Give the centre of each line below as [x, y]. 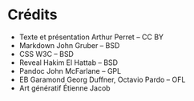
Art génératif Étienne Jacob [65, 88]
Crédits [32, 15]
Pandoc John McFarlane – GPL [70, 71]
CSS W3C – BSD [46, 54]
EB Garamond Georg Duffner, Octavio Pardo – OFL [102, 79]
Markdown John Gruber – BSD [69, 45]
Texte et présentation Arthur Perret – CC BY [91, 37]
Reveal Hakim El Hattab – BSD [68, 63]
